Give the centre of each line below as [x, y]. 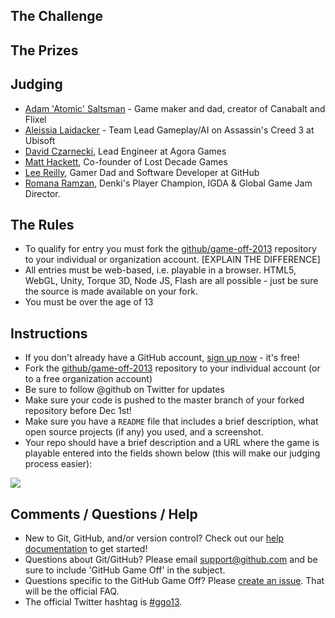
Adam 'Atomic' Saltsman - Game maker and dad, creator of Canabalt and [175, 108]
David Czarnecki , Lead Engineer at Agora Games [125, 151]
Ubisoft [40, 140]
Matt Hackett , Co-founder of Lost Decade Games [126, 161]
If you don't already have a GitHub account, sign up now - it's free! [162, 358]
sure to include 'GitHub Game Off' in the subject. [125, 570]
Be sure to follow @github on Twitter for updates [124, 390]
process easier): [58, 464]
